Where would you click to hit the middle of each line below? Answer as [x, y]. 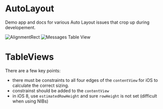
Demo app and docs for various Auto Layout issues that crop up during [77, 22]
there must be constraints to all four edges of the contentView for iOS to [85, 80]
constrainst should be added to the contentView [61, 91]
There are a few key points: [33, 71]
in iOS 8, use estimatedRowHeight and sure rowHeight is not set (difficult [84, 96]
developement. [20, 27]
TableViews [30, 57]
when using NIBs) [30, 101]
